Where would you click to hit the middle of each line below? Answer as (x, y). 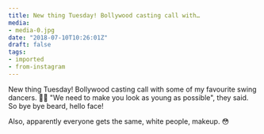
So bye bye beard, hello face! (56, 106)
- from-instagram (37, 67)
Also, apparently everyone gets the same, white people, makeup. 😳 (119, 121)
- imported (26, 60)
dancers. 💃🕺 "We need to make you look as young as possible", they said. (128, 97)
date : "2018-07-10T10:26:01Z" (58, 37)
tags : (17, 52)
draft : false (30, 45)
